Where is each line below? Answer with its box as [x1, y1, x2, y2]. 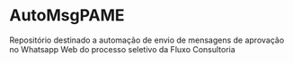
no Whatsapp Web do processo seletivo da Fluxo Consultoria [9, 43, 235, 54]
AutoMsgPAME [9, 5, 125, 26]
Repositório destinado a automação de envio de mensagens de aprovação [9, 35, 285, 45]
